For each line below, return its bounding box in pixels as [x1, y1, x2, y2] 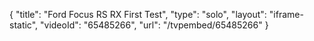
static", [9, 19, 39, 31]
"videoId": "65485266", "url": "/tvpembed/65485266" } [40, 19, 269, 31]
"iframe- [268, 9, 304, 20]
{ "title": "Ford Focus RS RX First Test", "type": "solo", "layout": [9, 9, 267, 20]
